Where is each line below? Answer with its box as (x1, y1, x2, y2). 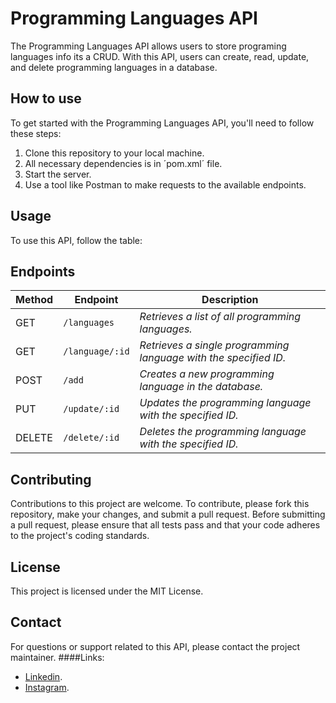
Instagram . (24, 681, 70, 693)
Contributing (10, 471, 92, 488)
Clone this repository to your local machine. (24, 147, 205, 159)
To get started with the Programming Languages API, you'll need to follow (10, 117, 315, 129)
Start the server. (24, 168, 92, 180)
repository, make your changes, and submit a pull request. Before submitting (10, 508, 326, 521)
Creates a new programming (139, 367, 275, 381)
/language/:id (63, 346, 130, 357)
